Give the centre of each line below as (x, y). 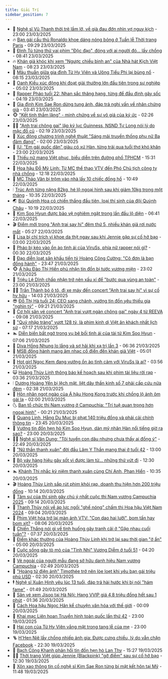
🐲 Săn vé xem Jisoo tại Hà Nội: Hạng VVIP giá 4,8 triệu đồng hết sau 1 (85, 595)
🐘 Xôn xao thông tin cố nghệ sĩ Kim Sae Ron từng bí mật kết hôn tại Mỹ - (87, 666)
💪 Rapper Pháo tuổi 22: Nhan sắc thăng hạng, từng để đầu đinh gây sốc (87, 93)
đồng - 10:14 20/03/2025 (38, 491)
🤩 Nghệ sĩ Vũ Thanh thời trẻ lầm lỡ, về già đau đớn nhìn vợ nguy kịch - (85, 29)
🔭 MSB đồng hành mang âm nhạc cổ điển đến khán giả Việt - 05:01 (82, 351)
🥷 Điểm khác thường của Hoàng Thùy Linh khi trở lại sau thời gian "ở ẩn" (87, 539)
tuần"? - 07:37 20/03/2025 (40, 534)
